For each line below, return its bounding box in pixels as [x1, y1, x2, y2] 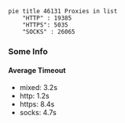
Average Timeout [8, 65, 66, 74]
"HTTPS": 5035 [22, 21, 68, 29]
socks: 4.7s [19, 108, 57, 118]
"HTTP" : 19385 [22, 14, 72, 22]
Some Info [8, 45, 49, 56]
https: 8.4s [19, 99, 55, 109]
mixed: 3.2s [19, 83, 57, 92]
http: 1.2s [19, 91, 50, 101]
